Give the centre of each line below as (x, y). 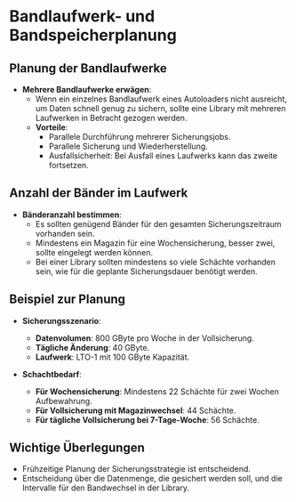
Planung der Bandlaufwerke (88, 68)
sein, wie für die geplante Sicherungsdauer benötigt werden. (146, 271)
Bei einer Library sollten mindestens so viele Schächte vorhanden (156, 262)
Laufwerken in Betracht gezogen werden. (111, 118)
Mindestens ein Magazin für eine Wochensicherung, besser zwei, (155, 243)
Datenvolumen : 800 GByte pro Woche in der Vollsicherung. (145, 338)
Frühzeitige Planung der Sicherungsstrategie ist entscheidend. (136, 469)
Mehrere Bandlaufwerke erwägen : (87, 89)
